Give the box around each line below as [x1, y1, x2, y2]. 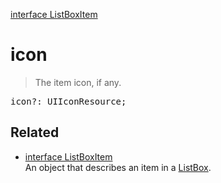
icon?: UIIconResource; [10, 95, 127, 107]
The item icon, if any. [34, 76, 122, 88]
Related [10, 124, 60, 141]
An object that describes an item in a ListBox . [24, 161, 212, 173]
